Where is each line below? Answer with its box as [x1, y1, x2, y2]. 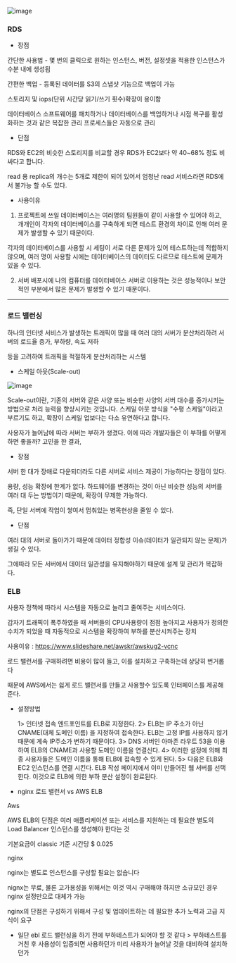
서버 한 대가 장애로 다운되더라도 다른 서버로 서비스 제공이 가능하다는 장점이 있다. [7, 467, 227, 476]
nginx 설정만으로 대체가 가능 [7, 892, 86, 900]
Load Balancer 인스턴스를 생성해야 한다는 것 [7, 824, 130, 833]
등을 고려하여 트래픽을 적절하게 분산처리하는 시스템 [7, 352, 146, 361]
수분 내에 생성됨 [7, 65, 51, 73]
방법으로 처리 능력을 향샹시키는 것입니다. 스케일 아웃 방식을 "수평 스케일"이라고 [7, 404, 223, 413]
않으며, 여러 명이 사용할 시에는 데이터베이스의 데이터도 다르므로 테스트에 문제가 [7, 252, 223, 261]
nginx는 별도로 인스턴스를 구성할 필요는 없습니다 [7, 868, 140, 876]
